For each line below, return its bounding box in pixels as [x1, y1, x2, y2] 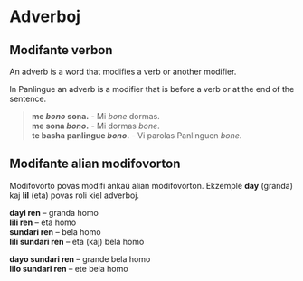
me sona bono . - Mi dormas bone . [31, 120, 160, 131]
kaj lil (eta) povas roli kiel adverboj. [9, 190, 140, 201]
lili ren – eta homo [9, 217, 77, 228]
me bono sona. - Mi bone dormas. [31, 111, 160, 121]
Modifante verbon [9, 42, 113, 58]
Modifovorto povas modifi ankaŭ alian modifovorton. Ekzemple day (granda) [9, 180, 294, 191]
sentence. [9, 93, 47, 104]
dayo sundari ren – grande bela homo [9, 253, 151, 264]
